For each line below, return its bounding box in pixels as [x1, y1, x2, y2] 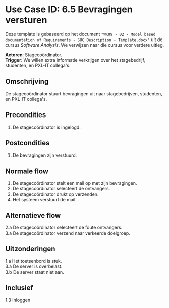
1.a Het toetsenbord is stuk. [5, 258, 62, 264]
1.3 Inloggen [5, 297, 31, 303]
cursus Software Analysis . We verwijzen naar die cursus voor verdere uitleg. [5, 42, 164, 48]
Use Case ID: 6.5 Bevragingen [5, 4, 133, 15]
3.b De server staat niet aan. [5, 268, 64, 275]
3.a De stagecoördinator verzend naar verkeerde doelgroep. [5, 230, 130, 236]
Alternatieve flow [5, 211, 61, 220]
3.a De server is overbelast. [5, 263, 63, 269]
